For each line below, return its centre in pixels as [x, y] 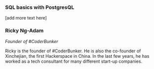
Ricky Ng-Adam [24, 31]
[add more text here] [26, 18]
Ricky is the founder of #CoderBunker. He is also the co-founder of [73, 51]
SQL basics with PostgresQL [40, 7]
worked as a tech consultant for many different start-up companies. [74, 61]
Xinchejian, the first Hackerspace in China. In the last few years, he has [77, 56]
